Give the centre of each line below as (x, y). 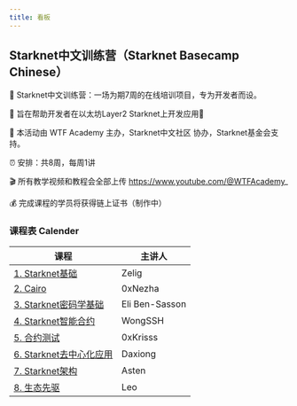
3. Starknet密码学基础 (59, 304)
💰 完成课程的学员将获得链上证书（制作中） (88, 203)
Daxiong (139, 354)
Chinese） (39, 72)
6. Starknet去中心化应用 (63, 354)
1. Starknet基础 (46, 273)
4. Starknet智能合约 (55, 321)
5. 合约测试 (37, 338)
